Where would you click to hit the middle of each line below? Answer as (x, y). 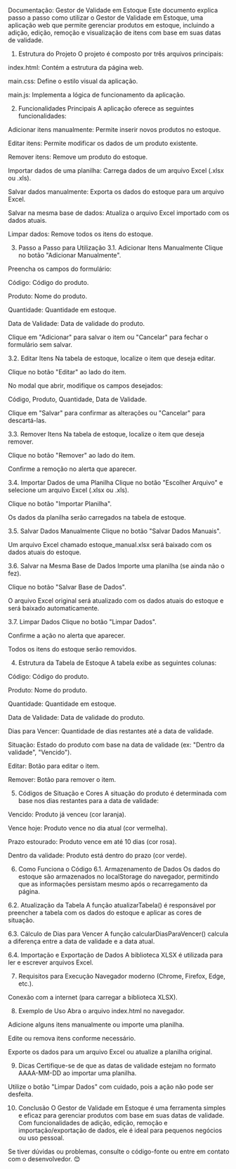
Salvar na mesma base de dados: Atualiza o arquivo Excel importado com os (119, 213)
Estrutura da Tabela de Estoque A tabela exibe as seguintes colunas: (117, 663)
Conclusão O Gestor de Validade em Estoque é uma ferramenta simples (122, 1108)
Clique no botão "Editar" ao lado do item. (67, 372)
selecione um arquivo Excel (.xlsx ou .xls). (68, 490)
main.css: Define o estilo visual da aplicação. (73, 81)
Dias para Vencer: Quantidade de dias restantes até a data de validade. (111, 731)
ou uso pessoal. (41, 1138)
